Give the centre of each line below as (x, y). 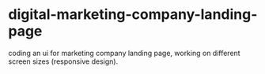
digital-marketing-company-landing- (133, 15)
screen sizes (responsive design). (63, 61)
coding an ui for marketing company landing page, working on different (124, 53)
